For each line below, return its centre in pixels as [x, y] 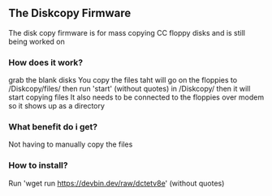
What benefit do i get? [53, 127]
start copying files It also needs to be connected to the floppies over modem [136, 97]
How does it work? [46, 62]
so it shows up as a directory [57, 106]
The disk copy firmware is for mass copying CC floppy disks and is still [127, 32]
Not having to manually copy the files [71, 144]
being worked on [37, 41]
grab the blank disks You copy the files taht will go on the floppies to [123, 80]
